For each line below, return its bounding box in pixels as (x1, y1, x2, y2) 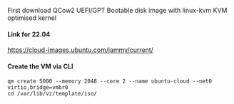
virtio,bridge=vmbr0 (7, 84, 69, 91)
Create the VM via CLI (7, 62, 73, 71)
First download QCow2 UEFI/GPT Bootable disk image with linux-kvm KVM (7, 6, 228, 14)
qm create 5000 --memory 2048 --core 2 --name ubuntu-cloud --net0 (7, 78, 213, 85)
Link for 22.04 (7, 30, 51, 38)
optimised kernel (7, 14, 57, 22)
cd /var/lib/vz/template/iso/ (7, 90, 98, 98)
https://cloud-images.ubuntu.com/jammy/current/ (7, 46, 153, 54)
